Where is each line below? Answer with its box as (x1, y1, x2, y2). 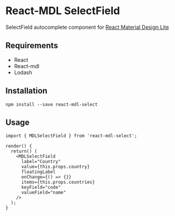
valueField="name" (21, 190, 66, 195)
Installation (5, 86, 48, 96)
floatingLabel (21, 169, 56, 175)
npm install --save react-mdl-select (5, 101, 98, 107)
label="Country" (21, 159, 61, 165)
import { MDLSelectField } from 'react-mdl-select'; (5, 133, 137, 139)
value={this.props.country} (21, 164, 90, 170)
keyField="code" (21, 184, 61, 191)
